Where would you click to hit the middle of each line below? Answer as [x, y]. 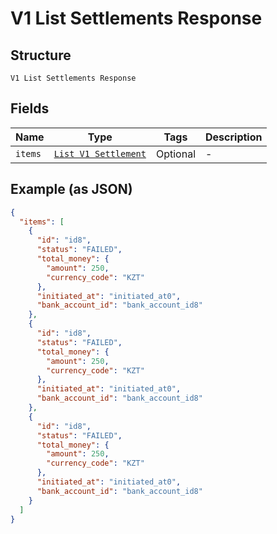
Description [234, 137]
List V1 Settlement [100, 153]
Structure [41, 55]
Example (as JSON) [71, 189]
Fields [30, 108]
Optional [175, 154]
